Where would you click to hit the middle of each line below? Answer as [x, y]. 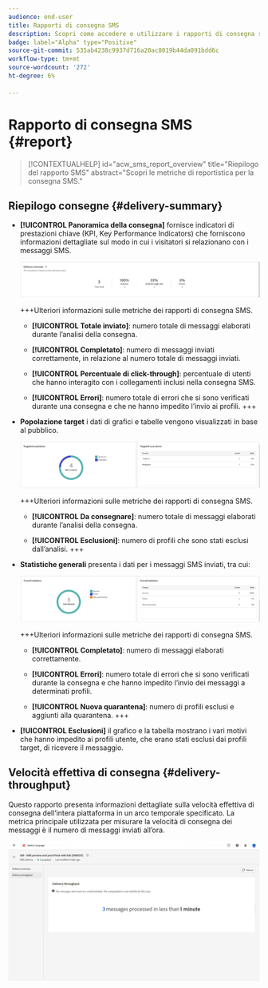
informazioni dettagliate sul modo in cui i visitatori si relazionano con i [134, 242]
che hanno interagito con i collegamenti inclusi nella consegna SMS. [144, 382]
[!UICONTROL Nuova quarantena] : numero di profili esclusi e [133, 706]
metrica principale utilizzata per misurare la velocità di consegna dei [120, 821]
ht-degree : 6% [32, 76]
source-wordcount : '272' [49, 68]
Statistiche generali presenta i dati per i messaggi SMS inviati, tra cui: [135, 564]
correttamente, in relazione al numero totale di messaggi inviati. [136, 358]
